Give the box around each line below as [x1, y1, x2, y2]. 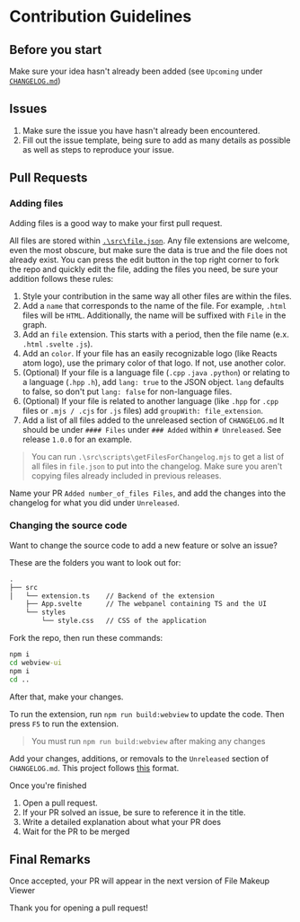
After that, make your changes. [9, 691, 124, 702]
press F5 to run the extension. [9, 718, 119, 729]
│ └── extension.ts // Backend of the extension [9, 591, 216, 601]
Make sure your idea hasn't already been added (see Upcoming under [9, 66, 263, 76]
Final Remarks [9, 851, 92, 867]
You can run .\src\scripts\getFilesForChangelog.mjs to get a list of [31, 451, 285, 461]
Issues [9, 101, 48, 117]
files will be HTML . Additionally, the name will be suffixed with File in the [22, 310, 287, 321]
